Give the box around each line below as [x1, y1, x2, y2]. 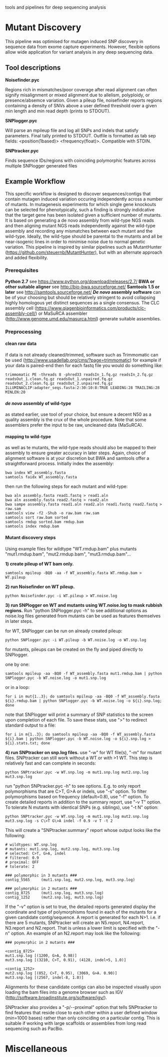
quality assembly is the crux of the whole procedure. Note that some [5, 417, 146, 423]
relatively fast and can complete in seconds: [5, 760, 96, 766]
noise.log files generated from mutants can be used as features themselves [5, 613, 161, 619]
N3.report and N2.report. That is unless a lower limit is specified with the [5, 925, 155, 931]
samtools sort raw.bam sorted [5, 515, 68, 520]
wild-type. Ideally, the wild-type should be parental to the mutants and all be [5, 233, 162, 239]
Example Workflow [5, 178, 65, 186]
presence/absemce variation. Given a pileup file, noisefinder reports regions [5, 97, 162, 103]
